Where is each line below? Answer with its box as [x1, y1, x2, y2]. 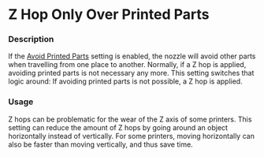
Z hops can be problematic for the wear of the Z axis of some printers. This [8, 114, 252, 124]
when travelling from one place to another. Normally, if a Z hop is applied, [8, 60, 247, 69]
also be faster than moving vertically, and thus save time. [8, 140, 193, 149]
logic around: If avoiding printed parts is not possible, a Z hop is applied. [8, 77, 243, 86]
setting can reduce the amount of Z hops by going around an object [8, 122, 229, 132]
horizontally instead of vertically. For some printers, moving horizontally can [8, 131, 255, 140]
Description [8, 34, 54, 45]
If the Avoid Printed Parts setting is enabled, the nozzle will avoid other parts [8, 51, 256, 61]
